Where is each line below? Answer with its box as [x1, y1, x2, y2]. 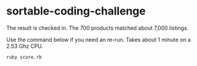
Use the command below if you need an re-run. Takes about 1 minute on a [6, 36, 191, 43]
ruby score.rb [6, 54, 42, 60]
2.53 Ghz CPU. [6, 42, 44, 50]
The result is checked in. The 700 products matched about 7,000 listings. [6, 24, 189, 31]
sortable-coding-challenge [6, 4, 146, 18]
